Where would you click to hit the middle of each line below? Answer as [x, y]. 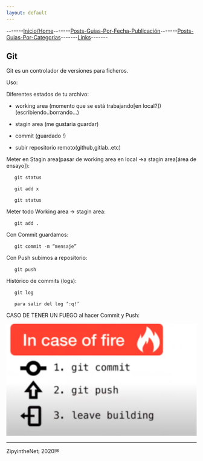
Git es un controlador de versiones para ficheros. [67, 71]
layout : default [27, 13]
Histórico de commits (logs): [41, 281]
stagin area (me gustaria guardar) [57, 124]
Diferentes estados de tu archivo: [48, 95]
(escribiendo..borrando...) [47, 113]
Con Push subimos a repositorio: [47, 258]
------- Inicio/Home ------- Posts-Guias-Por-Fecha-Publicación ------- [92, 31]
